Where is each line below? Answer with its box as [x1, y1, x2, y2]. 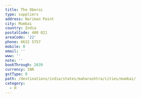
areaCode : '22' [5, 35, 37, 40]
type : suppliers [5, 12, 39, 17]
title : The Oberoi [5, 7, 43, 12]
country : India [5, 26, 37, 31]
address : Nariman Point [5, 16, 54, 21]
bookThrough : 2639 [5, 62, 43, 67]
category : [5, 81, 26, 86]
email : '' [5, 49, 26, 53]
